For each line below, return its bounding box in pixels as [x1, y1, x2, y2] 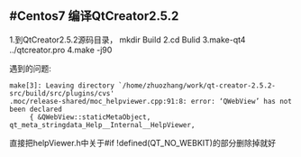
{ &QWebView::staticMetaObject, [29, 112, 151, 122]
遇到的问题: [9, 62, 52, 74]
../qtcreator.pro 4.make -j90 [9, 44, 113, 55]
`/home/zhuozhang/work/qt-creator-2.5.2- [118, 80, 277, 90]
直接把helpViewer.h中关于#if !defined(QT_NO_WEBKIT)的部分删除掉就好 [9, 137, 277, 148]
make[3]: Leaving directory [9, 80, 115, 90]
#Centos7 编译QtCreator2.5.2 [9, 8, 179, 24]
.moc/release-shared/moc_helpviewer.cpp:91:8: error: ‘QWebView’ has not [9, 97, 293, 106]
